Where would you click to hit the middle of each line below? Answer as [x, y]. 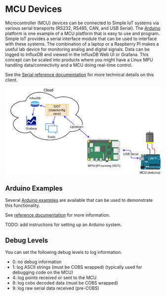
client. [11, 80]
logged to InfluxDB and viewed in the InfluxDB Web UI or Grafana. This [77, 54]
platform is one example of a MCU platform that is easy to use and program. [83, 33]
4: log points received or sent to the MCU [54, 278]
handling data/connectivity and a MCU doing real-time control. [69, 65]
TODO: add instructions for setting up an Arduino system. [63, 225]
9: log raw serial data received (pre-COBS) [56, 288]
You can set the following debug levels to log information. [64, 252]
